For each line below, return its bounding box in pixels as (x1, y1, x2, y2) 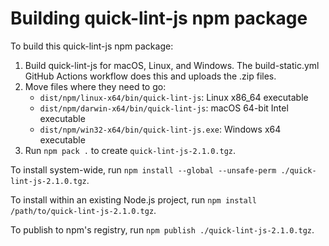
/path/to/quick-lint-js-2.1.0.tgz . (10, 204, 157, 216)
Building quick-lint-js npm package (10, 7, 308, 30)
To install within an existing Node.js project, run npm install (10, 193, 258, 206)
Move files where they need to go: (24, 80, 167, 92)
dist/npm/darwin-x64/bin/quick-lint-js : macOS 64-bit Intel (39, 102, 289, 114)
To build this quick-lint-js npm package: (10, 40, 174, 52)
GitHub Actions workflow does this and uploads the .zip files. (24, 70, 277, 82)
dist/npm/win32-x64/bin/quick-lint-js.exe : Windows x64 (39, 123, 282, 135)
